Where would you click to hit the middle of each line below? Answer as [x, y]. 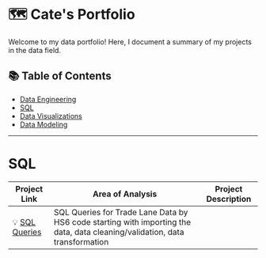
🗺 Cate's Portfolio [72, 15]
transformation [81, 241]
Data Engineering [48, 99]
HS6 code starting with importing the [122, 222]
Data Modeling [44, 124]
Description [229, 199]
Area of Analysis [125, 194]
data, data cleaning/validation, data [119, 232]
